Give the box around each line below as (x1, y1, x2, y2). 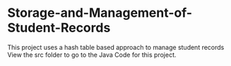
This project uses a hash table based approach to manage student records (7, 43, 225, 51)
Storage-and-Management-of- (7, 5, 193, 21)
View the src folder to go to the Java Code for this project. (7, 51, 177, 59)
